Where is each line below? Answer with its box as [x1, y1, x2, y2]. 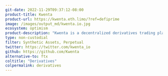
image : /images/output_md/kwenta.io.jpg [5, 21, 91, 26]
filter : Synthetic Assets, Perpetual [5, 40, 84, 45]
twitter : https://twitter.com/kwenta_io [5, 44, 91, 49]
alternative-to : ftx [5, 53, 48, 59]
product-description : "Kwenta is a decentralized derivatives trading [5, 30, 155, 35]
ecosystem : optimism [5, 26, 48, 31]
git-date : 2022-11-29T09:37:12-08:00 [5, 7, 84, 12]
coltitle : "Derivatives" [5, 58, 57, 63]
